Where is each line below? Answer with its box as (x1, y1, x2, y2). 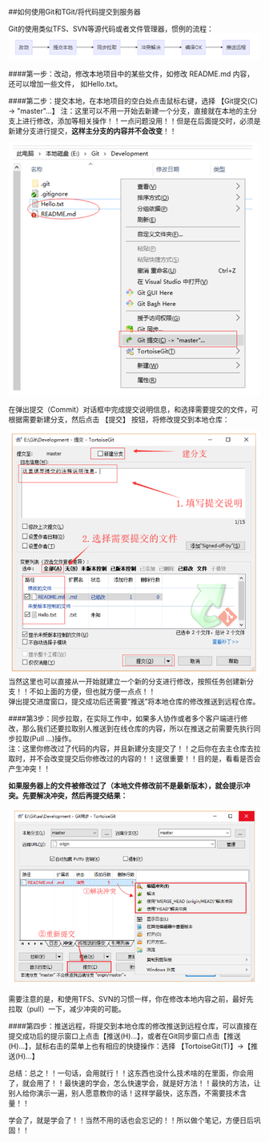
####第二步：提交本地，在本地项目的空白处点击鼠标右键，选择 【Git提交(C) (8, 95, 259, 106)
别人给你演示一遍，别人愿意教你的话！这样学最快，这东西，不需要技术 (8, 1088, 240, 1098)
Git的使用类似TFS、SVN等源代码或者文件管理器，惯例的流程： (8, 24, 214, 34)
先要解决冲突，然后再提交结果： (22, 791, 128, 801)
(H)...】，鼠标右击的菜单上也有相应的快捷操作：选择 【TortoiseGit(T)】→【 (8, 1041, 251, 1051)
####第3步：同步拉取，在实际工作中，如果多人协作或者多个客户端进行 (8, 714, 242, 724)
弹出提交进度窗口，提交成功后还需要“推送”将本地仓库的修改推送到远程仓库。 (8, 696, 260, 707)
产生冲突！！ (8, 764, 50, 773)
